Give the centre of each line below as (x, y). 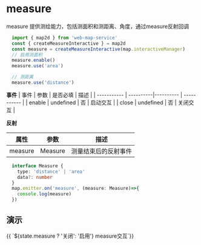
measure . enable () (34, 60)
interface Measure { (38, 166)
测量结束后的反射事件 (101, 151)
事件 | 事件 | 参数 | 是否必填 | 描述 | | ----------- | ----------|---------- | (94, 95)
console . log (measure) (44, 194)
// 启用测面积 (27, 55)
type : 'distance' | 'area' (51, 172)
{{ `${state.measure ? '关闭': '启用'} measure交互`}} (70, 236)
